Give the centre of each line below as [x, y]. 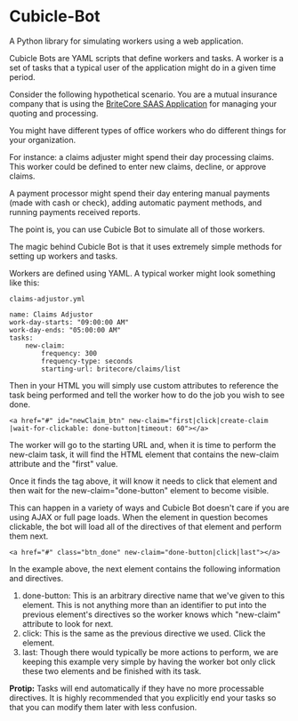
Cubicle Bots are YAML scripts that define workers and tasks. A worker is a [147, 58]
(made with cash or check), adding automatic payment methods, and [136, 203]
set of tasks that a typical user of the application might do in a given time [143, 68]
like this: [24, 283]
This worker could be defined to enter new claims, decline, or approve [138, 166]
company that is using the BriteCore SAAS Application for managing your [143, 103]
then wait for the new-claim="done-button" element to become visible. [139, 490]
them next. [29, 536]
